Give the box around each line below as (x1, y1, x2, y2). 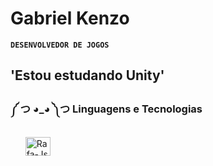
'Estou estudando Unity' (10, 67, 165, 84)
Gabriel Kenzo (10, 7, 130, 30)
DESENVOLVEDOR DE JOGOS (10, 40, 110, 50)
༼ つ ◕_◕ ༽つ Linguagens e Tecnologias (10, 102, 203, 116)
